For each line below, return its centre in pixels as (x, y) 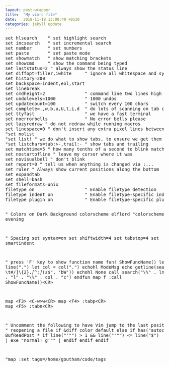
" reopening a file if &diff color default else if (70, 330)
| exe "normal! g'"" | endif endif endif (57, 340)
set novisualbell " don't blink (45, 159)
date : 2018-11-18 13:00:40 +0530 (43, 19)
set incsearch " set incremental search (58, 43)
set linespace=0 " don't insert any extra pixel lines (74, 129)
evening (15, 219)
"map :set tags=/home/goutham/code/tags (56, 359)
